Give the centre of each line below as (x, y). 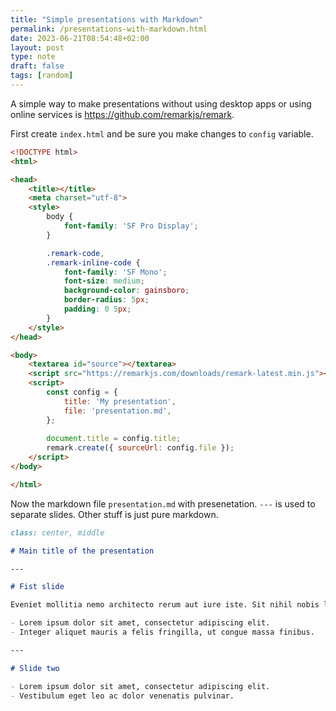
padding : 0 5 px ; (97, 309)
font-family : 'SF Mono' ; (115, 272)
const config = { (82, 392)
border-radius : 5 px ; (106, 300)
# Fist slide (37, 587)
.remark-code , (75, 253)
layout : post (37, 47)
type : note (33, 57)
